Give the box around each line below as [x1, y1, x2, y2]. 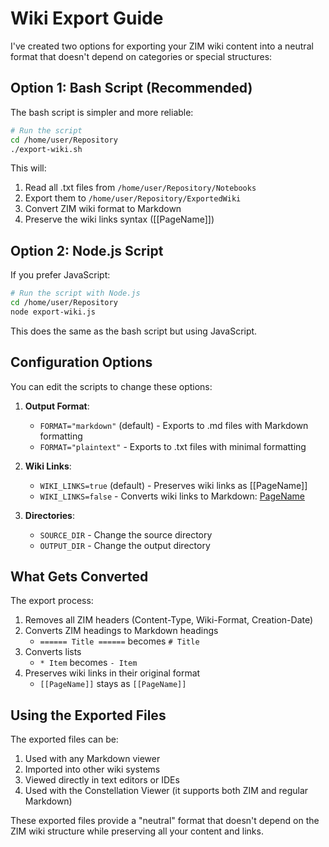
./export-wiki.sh [10, 144, 83, 154]
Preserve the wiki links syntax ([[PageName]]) [24, 213, 215, 226]
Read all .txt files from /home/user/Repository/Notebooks [24, 182, 257, 194]
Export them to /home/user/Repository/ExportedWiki [24, 192, 242, 204]
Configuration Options [10, 354, 153, 371]
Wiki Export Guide [10, 7, 164, 30]
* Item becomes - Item [39, 657, 138, 669]
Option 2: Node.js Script [10, 242, 164, 259]
